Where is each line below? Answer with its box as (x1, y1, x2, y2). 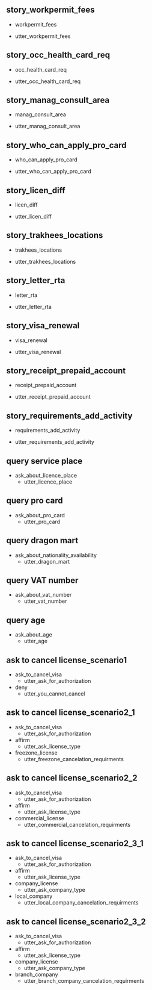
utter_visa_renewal (14, 348, 61, 355)
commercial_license (14, 814, 65, 821)
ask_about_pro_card (14, 511, 65, 518)
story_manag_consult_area (6, 95, 110, 105)
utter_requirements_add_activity (14, 438, 95, 446)
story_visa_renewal (6, 320, 80, 331)
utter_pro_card (23, 518, 61, 525)
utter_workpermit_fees (14, 33, 71, 40)
